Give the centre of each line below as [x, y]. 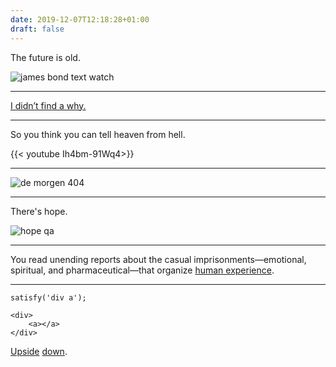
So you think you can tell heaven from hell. [98, 134]
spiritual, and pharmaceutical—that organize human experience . [142, 270]
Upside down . [39, 351]
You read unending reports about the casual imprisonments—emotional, [158, 259]
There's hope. [39, 211]
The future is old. [45, 57]
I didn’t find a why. [48, 105]
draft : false [37, 29]
